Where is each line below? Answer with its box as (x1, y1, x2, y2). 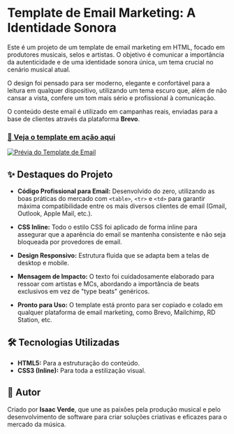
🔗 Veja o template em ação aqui (7, 132, 116, 141)
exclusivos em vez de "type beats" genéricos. (17, 287, 150, 295)
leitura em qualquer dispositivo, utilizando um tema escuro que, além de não (7, 86, 227, 94)
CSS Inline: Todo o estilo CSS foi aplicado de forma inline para (17, 223, 198, 232)
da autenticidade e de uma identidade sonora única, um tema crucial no (7, 57, 214, 66)
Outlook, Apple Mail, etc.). (17, 209, 93, 218)
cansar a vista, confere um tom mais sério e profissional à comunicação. (7, 93, 216, 102)
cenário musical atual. (7, 65, 71, 73)
